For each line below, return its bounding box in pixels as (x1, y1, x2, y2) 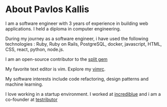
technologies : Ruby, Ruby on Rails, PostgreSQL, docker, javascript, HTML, (5, 41, 162, 47)
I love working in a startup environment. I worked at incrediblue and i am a (5, 91, 161, 97)
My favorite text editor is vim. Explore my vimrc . (5, 66, 106, 72)
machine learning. (5, 81, 43, 87)
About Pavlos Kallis (5, 4, 89, 15)
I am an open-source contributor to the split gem (5, 56, 108, 62)
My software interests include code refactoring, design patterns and (5, 76, 149, 82)
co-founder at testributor (5, 96, 58, 102)
